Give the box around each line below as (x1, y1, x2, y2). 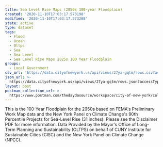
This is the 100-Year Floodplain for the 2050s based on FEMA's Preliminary (5, 106, 155, 112)
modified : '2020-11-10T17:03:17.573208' (5, 16, 88, 21)
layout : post (5, 83, 32, 89)
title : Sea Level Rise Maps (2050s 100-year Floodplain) (5, 7, 123, 12)
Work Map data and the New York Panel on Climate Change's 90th (5, 111, 138, 117)
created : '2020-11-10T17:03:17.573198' (5, 12, 86, 16)
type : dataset (5, 25, 34, 30)
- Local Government (9, 66, 49, 71)
